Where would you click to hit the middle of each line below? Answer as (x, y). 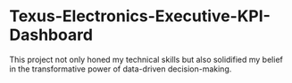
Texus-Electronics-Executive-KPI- (140, 16)
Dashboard (51, 35)
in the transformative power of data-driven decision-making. (121, 69)
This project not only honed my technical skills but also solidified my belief (146, 59)
